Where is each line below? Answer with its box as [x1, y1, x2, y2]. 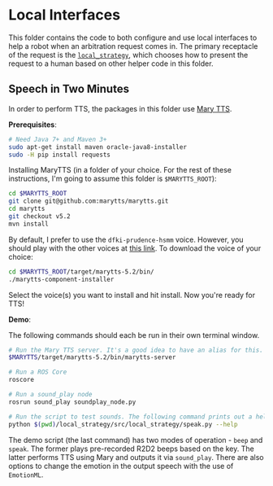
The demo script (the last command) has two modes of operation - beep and [8, 435, 263, 444]
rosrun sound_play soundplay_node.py [8, 397, 136, 406]
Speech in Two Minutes [8, 82, 130, 96]
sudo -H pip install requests [8, 151, 111, 159]
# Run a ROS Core [8, 368, 67, 376]
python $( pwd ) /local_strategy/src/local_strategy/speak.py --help [8, 420, 238, 428]
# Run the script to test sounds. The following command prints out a [8, 413, 253, 421]
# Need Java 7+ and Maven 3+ [8, 135, 107, 143]
